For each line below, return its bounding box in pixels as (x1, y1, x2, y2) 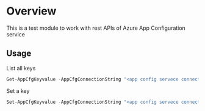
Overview (6, 4, 57, 18)
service (6, 30, 26, 38)
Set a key (6, 87, 30, 95)
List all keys (6, 64, 36, 72)
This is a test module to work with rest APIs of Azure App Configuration (6, 24, 186, 32)
